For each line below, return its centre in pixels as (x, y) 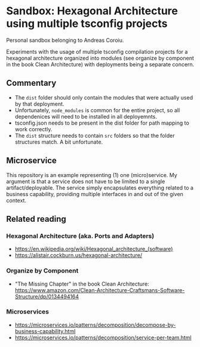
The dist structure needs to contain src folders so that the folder (95, 135)
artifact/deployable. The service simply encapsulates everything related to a (100, 188)
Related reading (36, 219)
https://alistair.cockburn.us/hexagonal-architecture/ (78, 255)
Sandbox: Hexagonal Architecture (92, 11)
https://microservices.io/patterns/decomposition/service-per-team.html (103, 337)
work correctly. (33, 129)
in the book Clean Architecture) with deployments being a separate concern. (100, 64)
